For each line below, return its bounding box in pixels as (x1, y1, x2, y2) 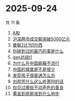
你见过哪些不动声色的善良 (12, 84, 64, 90)
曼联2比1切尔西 (12, 42, 43, 48)
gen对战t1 (12, 54, 32, 60)
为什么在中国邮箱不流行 (12, 60, 60, 66)
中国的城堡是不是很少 (12, 66, 55, 72)
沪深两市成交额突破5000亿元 (12, 36, 70, 42)
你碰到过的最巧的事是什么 (12, 48, 64, 54)
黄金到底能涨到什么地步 (12, 90, 60, 96)
